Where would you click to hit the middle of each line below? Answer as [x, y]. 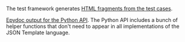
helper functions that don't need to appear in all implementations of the [93, 26]
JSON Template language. [38, 33]
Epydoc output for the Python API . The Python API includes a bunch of [92, 20]
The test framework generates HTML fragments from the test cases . [89, 9]
